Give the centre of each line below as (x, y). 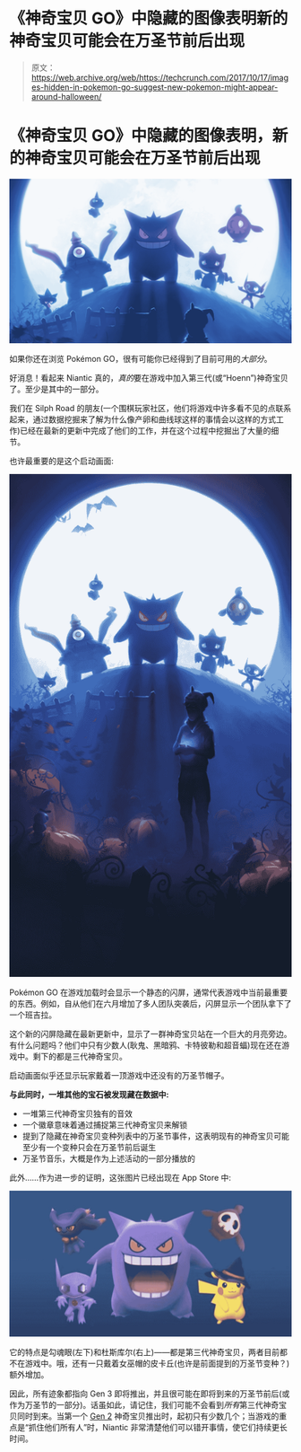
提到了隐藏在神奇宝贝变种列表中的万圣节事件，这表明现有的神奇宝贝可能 (155, 1136)
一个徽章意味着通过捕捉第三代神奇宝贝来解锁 (105, 1124)
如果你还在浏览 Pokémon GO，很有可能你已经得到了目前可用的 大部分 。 (141, 358)
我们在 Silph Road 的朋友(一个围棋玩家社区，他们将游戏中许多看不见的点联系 (150, 408)
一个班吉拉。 (33, 1015)
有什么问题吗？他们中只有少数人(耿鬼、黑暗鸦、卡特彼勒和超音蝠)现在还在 (146, 1045)
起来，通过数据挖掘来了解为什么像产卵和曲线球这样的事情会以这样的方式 (142, 419)
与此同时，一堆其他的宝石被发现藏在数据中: (89, 1094)
